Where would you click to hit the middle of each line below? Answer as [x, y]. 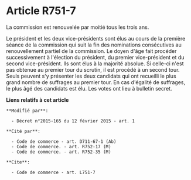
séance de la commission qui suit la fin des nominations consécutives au [94, 45]
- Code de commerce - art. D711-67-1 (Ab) [64, 141]
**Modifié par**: [27, 111]
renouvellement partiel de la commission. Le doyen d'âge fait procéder [91, 51]
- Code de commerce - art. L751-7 [53, 172]
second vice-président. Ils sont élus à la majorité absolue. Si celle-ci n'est [95, 64]
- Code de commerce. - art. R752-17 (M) [61, 146]
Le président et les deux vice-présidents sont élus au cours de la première [96, 38]
